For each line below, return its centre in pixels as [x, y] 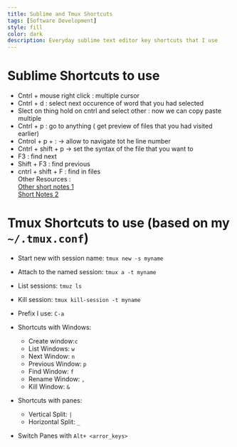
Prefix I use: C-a [41, 313]
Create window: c [53, 341]
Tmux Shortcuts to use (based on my [118, 223]
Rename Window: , [57, 379]
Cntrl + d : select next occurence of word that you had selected [111, 104]
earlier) [28, 134]
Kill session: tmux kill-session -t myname [79, 300]
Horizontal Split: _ [54, 422]
